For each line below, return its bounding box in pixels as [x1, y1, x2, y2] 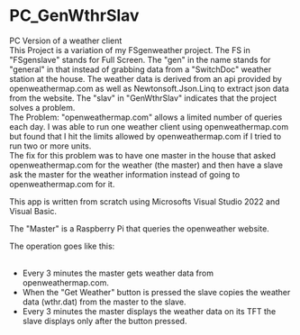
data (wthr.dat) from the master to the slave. [22, 296, 186, 307]
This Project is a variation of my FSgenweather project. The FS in [9, 44, 250, 55]
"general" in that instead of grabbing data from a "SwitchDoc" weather [9, 64, 272, 75]
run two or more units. [9, 140, 92, 151]
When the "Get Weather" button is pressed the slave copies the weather [22, 286, 291, 297]
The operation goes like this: [9, 240, 115, 251]
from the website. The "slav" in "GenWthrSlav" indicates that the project [9, 92, 277, 104]
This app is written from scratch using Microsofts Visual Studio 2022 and [9, 195, 281, 207]
